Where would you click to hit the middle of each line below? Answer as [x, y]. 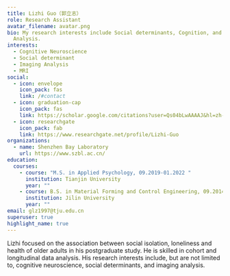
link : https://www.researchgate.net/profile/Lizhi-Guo [99, 134]
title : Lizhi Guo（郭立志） [44, 13]
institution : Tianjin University [73, 179]
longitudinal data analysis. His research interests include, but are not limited [114, 258]
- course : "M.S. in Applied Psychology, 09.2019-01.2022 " [105, 173]
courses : [26, 166]
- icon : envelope [38, 84]
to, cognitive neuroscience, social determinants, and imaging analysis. [106, 265]
